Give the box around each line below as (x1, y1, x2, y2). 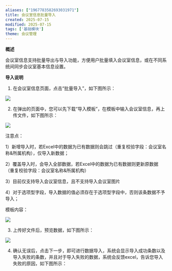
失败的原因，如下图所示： (12, 260, 67, 266)
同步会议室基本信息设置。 (14, 64, 68, 69)
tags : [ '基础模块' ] (5, 27, 44, 32)
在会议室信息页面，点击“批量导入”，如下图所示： (12, 85, 116, 91)
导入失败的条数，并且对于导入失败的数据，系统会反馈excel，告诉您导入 (12, 254, 163, 260)
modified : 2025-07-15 (5, 22, 52, 27)
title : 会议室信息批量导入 (5, 12, 56, 17)
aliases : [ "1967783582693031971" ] (5, 7, 79, 13)
